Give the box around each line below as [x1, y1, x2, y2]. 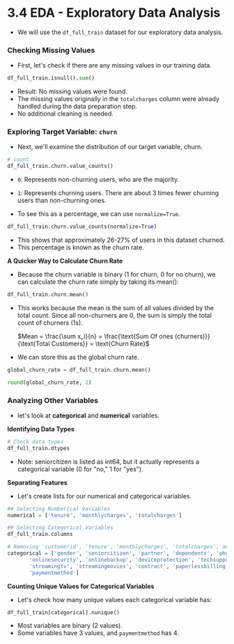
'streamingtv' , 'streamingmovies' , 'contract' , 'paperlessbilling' [29, 562, 229, 569]
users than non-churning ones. [17, 197, 107, 205]
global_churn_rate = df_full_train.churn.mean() [7, 366, 151, 374]
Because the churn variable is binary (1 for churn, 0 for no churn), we [17, 270, 216, 279]
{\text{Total [17, 339, 50, 348]
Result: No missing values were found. [17, 87, 127, 95]
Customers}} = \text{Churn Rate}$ [51, 339, 150, 348]
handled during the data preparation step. [17, 102, 137, 111]
